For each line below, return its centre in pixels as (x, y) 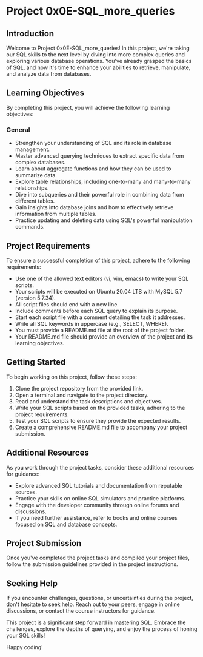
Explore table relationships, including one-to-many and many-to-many (103, 182)
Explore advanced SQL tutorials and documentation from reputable (99, 485)
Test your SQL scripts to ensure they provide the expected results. (98, 420)
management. (32, 149)
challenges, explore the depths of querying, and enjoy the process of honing (102, 629)
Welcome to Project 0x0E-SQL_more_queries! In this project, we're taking (98, 48)
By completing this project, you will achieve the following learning (88, 107)
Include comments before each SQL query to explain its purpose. (96, 311)
